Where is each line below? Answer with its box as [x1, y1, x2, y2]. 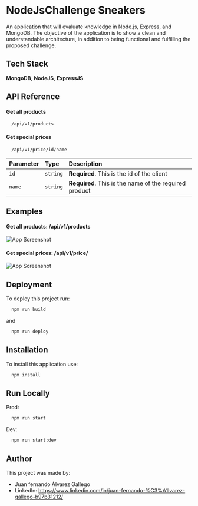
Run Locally [6, 388, 50, 398]
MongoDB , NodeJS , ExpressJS [6, 74, 84, 81]
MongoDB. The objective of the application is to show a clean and [6, 29, 166, 36]
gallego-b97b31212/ [14, 493, 64, 500]
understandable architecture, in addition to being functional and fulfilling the [6, 35, 191, 42]
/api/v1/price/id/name [11, 147, 67, 153]
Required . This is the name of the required [68, 179, 186, 187]
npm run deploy [11, 329, 49, 335]
